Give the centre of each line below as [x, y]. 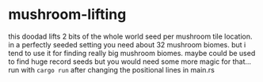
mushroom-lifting [67, 15]
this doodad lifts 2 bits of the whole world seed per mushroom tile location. [130, 36]
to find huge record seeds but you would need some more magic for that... [130, 61]
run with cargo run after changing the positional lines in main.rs [112, 69]
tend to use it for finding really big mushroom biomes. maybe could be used [132, 53]
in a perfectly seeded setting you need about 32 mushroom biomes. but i [127, 44]
